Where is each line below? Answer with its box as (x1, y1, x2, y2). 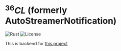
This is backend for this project (5, 41, 68, 47)
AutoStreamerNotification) (5, 15, 117, 26)
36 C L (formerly (5, 3, 68, 16)
